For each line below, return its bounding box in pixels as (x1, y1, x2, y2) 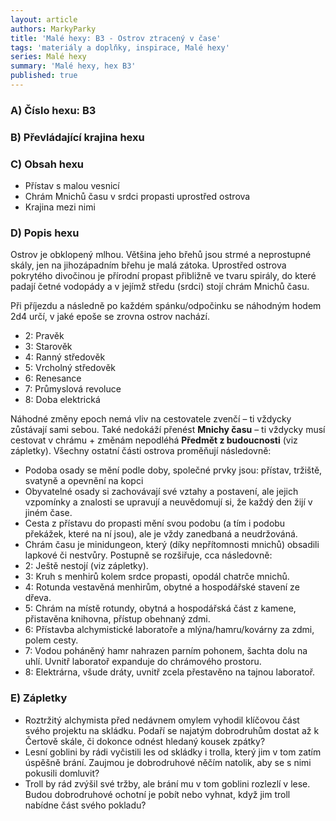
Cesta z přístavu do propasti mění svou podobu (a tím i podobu (24, 517, 286, 530)
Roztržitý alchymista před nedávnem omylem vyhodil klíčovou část (24, 714, 300, 726)
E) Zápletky (10, 691, 68, 705)
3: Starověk (24, 341, 73, 353)
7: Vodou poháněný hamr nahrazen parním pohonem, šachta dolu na (24, 645, 308, 657)
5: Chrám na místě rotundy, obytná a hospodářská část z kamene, (24, 602, 297, 615)
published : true (10, 71, 78, 81)
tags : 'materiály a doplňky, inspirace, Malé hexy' (10, 42, 230, 53)
